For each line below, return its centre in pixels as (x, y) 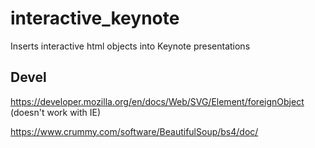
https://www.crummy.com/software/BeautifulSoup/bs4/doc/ (134, 131)
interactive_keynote (95, 18)
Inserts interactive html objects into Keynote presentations (130, 46)
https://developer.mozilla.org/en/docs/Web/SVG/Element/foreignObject (157, 101)
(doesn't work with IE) (56, 112)
